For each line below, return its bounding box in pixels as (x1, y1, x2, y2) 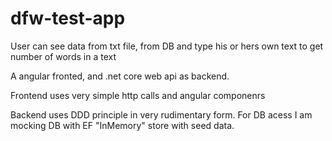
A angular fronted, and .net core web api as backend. (10, 70, 230, 82)
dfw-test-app (10, 7, 126, 30)
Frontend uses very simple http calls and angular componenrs (10, 89, 266, 101)
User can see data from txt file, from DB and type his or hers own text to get (10, 40, 324, 52)
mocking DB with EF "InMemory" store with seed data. (10, 119, 235, 131)
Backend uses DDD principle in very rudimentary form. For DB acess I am (10, 108, 313, 121)
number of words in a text (10, 50, 117, 62)
